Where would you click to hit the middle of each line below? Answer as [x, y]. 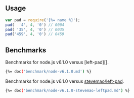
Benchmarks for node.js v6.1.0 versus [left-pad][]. [57, 62]
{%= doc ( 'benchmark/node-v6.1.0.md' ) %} [49, 72]
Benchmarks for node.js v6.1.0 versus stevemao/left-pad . [65, 81]
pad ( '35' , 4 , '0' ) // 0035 [35, 29]
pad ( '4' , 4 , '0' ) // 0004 [35, 25]
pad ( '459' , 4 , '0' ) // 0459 [35, 34]
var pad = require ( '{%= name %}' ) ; [43, 20]
